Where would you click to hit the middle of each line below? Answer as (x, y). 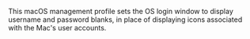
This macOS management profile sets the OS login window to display (121, 11)
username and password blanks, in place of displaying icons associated (125, 19)
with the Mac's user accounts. (57, 28)
